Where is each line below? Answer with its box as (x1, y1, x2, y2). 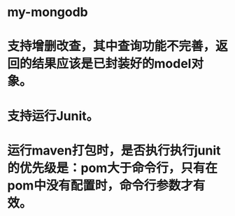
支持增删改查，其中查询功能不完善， (7, 38, 216, 55)
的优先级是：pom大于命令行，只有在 (7, 160, 218, 175)
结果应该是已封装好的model (31, 56, 192, 72)
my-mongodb (7, 4, 89, 20)
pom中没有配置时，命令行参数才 (7, 178, 194, 193)
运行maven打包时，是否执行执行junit (7, 143, 222, 158)
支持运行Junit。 (7, 108, 99, 124)
